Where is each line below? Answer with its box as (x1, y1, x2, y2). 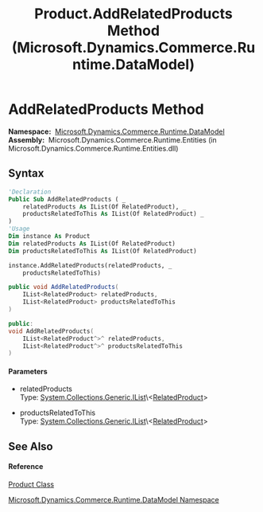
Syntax (8, 166, 44, 180)
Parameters (8, 366, 48, 376)
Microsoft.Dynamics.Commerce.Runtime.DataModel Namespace (8, 495, 220, 505)
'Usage (8, 225, 30, 233)
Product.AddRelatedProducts (34, 5, 233, 23)
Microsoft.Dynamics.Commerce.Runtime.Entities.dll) (8, 143, 179, 153)
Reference (8, 462, 44, 471)
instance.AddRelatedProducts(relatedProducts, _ (8, 261, 172, 269)
